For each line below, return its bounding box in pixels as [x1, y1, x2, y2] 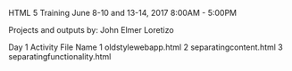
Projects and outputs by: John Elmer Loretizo [8, 25, 175, 35]
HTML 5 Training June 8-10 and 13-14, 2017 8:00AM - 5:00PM [8, 8, 238, 18]
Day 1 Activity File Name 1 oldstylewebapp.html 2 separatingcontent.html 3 [8, 42, 283, 52]
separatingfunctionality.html [8, 51, 112, 61]
